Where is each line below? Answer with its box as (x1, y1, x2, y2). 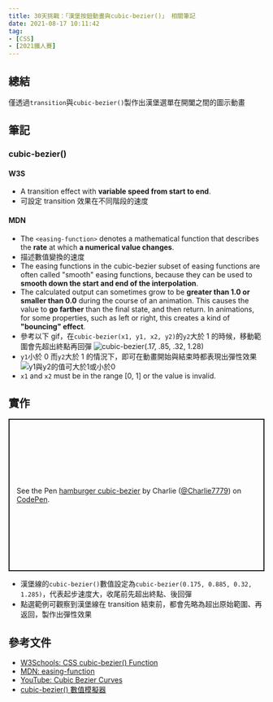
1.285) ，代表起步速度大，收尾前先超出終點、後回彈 (19, 589, 193, 599)
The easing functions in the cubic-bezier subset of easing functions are (19, 261, 261, 271)
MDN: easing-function (19, 666, 95, 676)
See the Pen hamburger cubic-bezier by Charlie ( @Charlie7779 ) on (16, 486, 242, 496)
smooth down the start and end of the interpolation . (19, 278, 199, 288)
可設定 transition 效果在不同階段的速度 (19, 196, 149, 206)
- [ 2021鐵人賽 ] (8, 42, 56, 50)
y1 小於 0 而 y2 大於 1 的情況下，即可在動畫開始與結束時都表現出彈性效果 (19, 351, 258, 361)
